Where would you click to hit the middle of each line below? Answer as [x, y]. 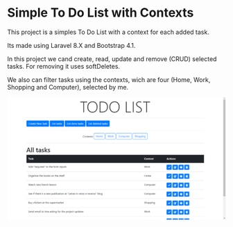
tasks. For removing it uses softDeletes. [63, 66]
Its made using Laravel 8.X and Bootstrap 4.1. [71, 45]
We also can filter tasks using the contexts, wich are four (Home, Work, [109, 79]
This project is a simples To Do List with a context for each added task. [108, 32]
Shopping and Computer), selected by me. [68, 87]
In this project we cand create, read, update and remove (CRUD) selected [112, 59]
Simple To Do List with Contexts [101, 13]
